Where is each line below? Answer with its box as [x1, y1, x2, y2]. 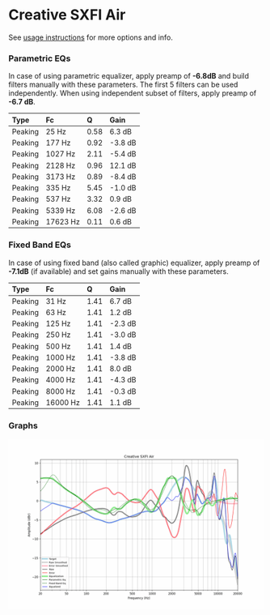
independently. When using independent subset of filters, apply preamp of [8, 88, 257, 98]
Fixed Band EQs [8, 239, 71, 250]
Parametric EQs [8, 53, 71, 64]
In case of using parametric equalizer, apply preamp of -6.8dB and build [8, 71, 249, 81]
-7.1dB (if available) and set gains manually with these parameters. [8, 266, 229, 276]
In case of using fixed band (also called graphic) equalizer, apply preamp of [8, 258, 260, 267]
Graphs [8, 420, 38, 431]
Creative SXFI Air [8, 6, 126, 24]
